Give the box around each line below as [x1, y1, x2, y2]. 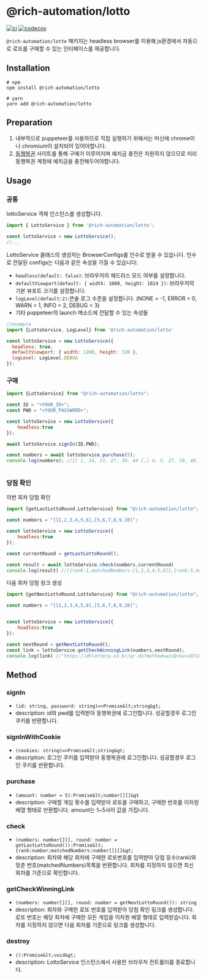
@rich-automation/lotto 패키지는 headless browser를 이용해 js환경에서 [6, 37, 181, 44]
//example [6, 321, 32, 327]
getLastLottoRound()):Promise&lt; [15, 842, 104, 848]
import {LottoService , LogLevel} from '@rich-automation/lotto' [6, 327, 174, 333]
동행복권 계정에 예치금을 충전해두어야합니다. [15, 158, 121, 165]
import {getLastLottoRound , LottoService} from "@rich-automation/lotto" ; [6, 506, 199, 512]
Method [6, 669, 37, 680]
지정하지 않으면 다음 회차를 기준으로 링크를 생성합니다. [26, 921, 156, 929]
